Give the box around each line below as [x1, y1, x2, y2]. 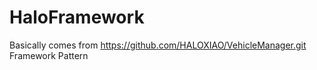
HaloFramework [9, 6, 145, 29]
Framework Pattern [9, 49, 89, 61]
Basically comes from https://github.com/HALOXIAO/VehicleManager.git [9, 39, 307, 51]
